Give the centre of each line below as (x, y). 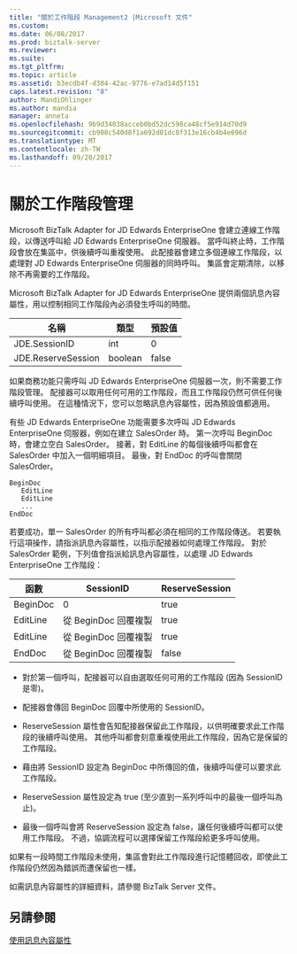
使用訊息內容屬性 (40, 941)
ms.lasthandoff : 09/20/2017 (61, 157)
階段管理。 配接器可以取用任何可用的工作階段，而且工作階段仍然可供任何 (142, 392)
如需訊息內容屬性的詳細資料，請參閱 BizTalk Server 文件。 (115, 887)
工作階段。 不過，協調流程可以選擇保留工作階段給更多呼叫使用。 (147, 838)
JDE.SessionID (44, 344)
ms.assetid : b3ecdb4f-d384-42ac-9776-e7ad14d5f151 (104, 83)
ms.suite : (27, 58)
